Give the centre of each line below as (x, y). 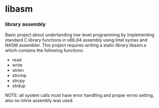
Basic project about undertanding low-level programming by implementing (80, 35)
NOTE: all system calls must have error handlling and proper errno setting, (80, 95)
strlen (18, 70)
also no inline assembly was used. (40, 101)
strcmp (19, 76)
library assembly (26, 24)
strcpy (19, 81)
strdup (19, 86)
